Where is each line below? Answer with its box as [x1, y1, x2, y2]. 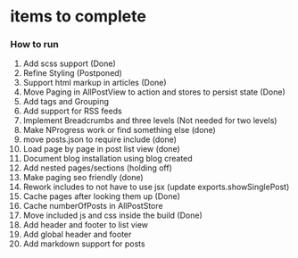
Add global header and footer [22, 229, 132, 240]
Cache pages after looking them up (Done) [22, 191, 181, 202]
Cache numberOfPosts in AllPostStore [22, 201, 163, 212]
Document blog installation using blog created [22, 154, 193, 164]
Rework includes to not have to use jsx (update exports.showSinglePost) [22, 181, 290, 193]
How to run [10, 38, 59, 51]
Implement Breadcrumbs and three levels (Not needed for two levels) [22, 115, 277, 126]
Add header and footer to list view [22, 220, 149, 230]
